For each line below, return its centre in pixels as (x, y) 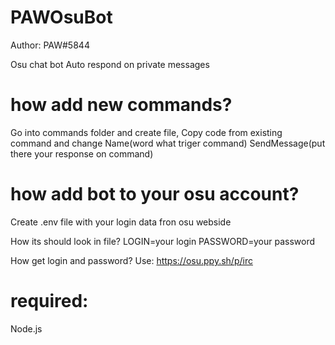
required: (49, 301)
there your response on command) (82, 153)
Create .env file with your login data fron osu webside (121, 222)
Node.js (26, 328)
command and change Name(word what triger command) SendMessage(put (168, 143)
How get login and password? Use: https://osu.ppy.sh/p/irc (131, 260)
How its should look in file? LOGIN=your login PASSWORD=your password (162, 241)
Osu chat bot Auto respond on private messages (110, 64)
